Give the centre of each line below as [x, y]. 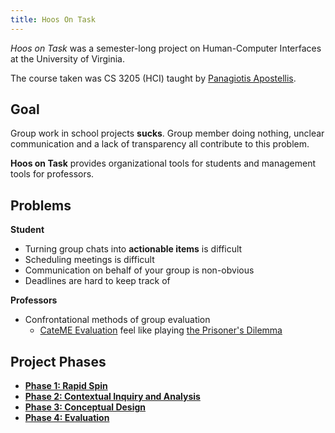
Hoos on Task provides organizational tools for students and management [163, 163]
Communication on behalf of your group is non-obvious [139, 270]
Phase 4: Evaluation [67, 418]
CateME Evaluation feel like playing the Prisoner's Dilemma [161, 330]
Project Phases [58, 361]
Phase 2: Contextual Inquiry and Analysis [112, 397]
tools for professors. [52, 174]
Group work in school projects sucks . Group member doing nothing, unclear [167, 133]
